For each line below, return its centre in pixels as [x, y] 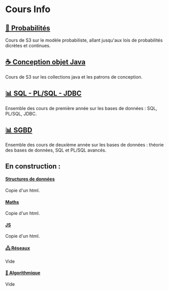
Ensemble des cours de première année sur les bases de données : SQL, [81, 108]
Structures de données [30, 179]
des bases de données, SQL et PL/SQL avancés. [56, 150]
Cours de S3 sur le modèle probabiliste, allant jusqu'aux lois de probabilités [84, 40]
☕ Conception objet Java [45, 62]
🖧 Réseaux [18, 248]
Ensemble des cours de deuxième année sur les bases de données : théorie [84, 145]
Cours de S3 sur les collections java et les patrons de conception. [74, 77]
